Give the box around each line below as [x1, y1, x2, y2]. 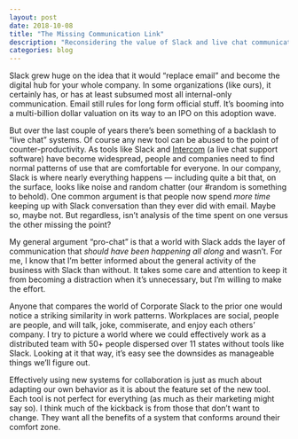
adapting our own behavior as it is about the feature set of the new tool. [9, 384, 271, 395]
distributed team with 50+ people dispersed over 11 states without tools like [9, 339, 285, 349]
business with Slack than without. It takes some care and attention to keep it [9, 265, 287, 276]
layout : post [9, 12, 58, 22]
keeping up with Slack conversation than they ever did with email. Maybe [9, 200, 277, 211]
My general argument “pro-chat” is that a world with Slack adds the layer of [9, 237, 286, 247]
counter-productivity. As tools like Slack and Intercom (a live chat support [9, 144, 278, 155]
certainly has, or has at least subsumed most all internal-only [9, 90, 232, 100]
